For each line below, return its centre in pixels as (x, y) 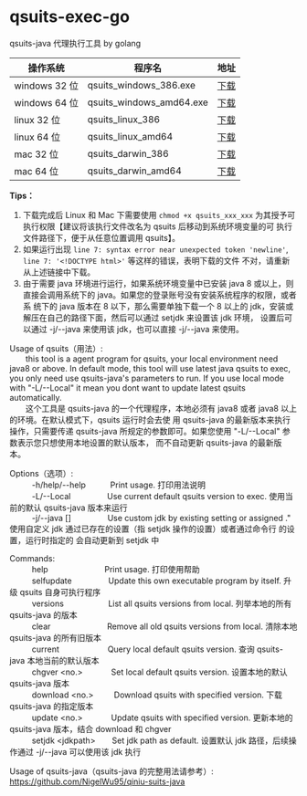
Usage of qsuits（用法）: (56, 348)
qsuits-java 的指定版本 (52, 706)
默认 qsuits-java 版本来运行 (76, 508)
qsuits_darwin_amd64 (135, 171)
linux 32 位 (37, 120)
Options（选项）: (42, 473)
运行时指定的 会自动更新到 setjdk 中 (92, 539)
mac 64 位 (37, 171)
